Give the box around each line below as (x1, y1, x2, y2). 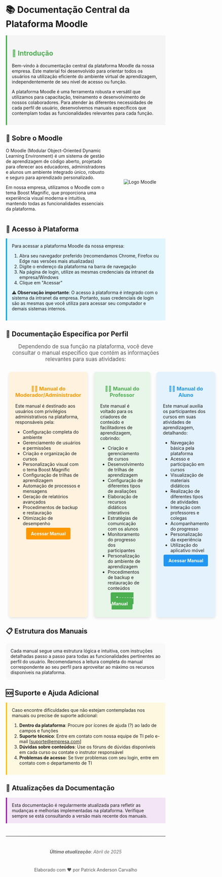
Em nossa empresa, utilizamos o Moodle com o (6, 184, 104, 190)
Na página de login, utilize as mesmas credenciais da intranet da (19, 269, 154, 275)
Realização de (170, 488, 200, 494)
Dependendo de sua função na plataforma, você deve (18, 343, 154, 350)
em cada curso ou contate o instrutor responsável (19, 749, 124, 755)
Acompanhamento (170, 521, 209, 527)
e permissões (22, 445, 51, 451)
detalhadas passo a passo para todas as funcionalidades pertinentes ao (10, 653, 161, 659)
